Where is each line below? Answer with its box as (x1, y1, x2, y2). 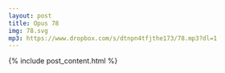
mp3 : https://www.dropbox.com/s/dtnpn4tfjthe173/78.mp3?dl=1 (8, 34, 218, 43)
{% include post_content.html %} (8, 56, 118, 66)
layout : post (8, 11, 52, 20)
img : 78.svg (8, 26, 48, 34)
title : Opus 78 (8, 19, 59, 27)
